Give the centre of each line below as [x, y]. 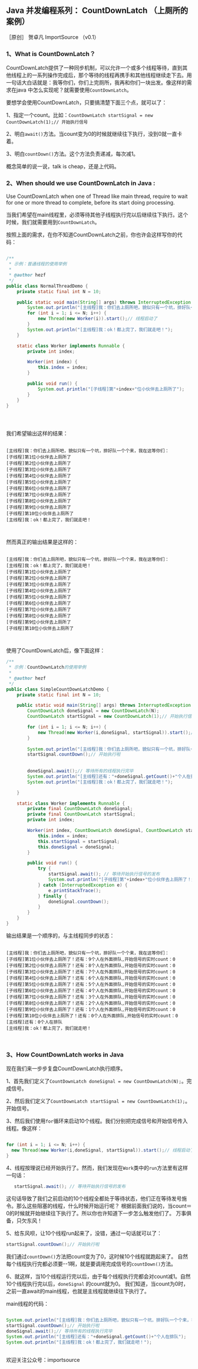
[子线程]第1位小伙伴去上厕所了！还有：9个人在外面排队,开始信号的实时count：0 [91, 959]
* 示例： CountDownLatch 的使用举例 [47, 667]
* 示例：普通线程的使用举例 [38, 264]
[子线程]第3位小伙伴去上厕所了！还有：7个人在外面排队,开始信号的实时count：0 [91, 972]
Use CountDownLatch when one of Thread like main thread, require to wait [97, 196]
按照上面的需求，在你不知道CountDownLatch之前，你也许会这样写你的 [92, 235]
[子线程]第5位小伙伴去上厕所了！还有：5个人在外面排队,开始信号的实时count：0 [91, 984]
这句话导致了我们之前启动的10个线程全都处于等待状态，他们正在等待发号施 [97, 1198]
